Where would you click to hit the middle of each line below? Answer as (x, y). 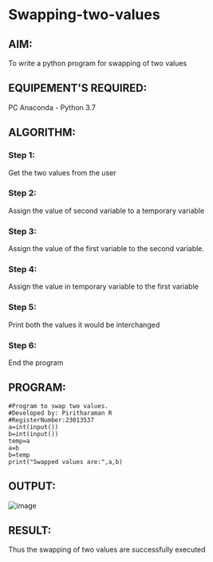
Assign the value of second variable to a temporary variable (106, 210)
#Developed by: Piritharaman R (60, 413)
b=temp (19, 455)
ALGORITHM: (42, 133)
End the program (36, 362)
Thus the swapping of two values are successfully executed (107, 550)
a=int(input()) (34, 427)
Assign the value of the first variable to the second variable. (106, 249)
